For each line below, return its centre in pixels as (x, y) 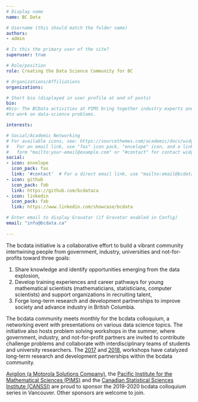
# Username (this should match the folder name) (67, 28)
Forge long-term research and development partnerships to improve (98, 300)
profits (14, 258)
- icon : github (25, 179)
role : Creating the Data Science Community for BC (70, 71)
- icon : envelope (27, 163)
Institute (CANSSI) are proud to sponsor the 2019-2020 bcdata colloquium (96, 386)
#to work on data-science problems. (51, 115)
